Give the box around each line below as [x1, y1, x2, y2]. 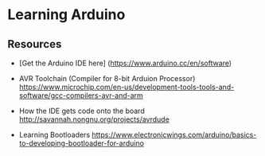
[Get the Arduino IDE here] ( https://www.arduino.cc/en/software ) [18, 58, 232, 68]
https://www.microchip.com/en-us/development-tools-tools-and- [18, 82, 235, 92]
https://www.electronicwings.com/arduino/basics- [92, 130, 257, 139]
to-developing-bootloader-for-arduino [18, 138, 145, 148]
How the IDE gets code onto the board [18, 106, 145, 115]
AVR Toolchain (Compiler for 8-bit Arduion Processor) [18, 74, 196, 83]
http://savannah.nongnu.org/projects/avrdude [18, 115, 170, 124]
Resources [7, 37, 62, 51]
